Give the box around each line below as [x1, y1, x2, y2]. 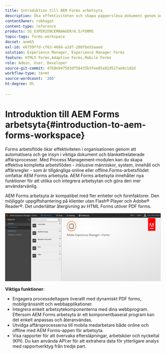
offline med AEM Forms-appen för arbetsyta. [12, 328, 104, 334]
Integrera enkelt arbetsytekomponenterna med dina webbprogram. [12, 306, 149, 312]
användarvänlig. [5, 183, 38, 189]
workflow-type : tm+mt [5, 71, 50, 76]
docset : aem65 [5, 40, 35, 45]
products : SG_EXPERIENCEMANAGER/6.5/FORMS [5, 29, 94, 34]
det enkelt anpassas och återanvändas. [12, 317, 92, 323]
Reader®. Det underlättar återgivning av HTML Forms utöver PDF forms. [5, 203, 152, 209]
